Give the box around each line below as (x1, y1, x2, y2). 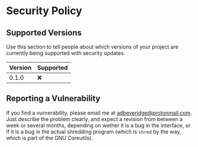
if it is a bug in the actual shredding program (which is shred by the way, (6, 128, 181, 135)
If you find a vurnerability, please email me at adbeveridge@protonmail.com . (6, 109, 192, 116)
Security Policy (6, 4, 83, 18)
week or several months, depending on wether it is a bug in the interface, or (6, 122, 191, 129)
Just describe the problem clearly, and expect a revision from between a (6, 115, 183, 122)
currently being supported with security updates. (6, 50, 126, 57)
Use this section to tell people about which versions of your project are (6, 43, 178, 50)
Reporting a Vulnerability (6, 93, 100, 104)
